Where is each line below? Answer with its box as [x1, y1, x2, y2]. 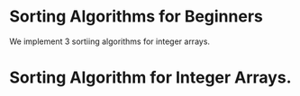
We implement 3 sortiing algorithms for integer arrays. [9, 36, 210, 47]
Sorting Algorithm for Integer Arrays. [9, 67, 292, 88]
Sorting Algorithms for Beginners [9, 6, 263, 27]
